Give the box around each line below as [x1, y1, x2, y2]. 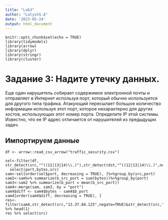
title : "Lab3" [5, 7, 35, 12]
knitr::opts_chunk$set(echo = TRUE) [5, 35, 81, 40]
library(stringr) [5, 52, 41, 57]
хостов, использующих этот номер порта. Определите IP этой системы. [5, 111, 159, 117]
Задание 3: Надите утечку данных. [5, 73, 160, 85]
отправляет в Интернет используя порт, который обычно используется [5, 95, 158, 101]
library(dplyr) [5, 48, 37, 53]
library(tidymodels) [5, 39, 48, 44]
